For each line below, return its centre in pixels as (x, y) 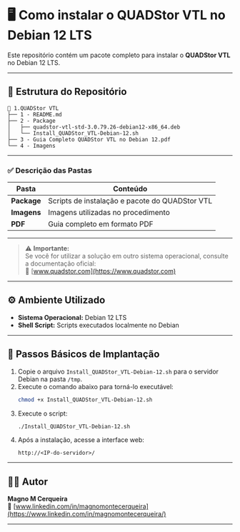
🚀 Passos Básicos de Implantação (84, 355)
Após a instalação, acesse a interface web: (81, 440)
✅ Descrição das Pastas (50, 170)
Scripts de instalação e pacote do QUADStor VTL (130, 201)
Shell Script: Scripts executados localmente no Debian (99, 325)
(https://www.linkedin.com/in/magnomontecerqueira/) (87, 514)
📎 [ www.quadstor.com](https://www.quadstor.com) (100, 271)
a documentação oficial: (60, 264)
